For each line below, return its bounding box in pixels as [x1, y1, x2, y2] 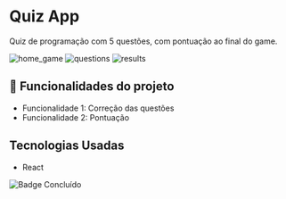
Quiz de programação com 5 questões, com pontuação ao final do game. [9, 36, 278, 46]
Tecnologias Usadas [9, 138, 125, 153]
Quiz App [9, 6, 80, 27]
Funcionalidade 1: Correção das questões [21, 103, 175, 113]
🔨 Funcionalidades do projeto [9, 79, 175, 95]
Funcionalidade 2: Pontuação [21, 112, 130, 122]
